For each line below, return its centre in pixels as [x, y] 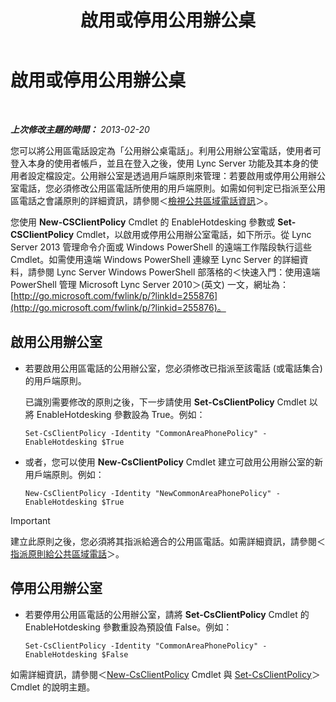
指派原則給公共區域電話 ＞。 [67, 553]
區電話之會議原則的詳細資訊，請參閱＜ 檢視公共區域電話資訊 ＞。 [141, 200]
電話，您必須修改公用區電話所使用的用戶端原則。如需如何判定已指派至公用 [172, 188]
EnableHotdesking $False [76, 654]
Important [30, 520]
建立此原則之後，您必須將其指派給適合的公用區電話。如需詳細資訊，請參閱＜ [168, 541]
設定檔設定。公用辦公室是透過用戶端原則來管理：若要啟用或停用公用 [167, 175]
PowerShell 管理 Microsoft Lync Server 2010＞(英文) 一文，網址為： [149, 284]
